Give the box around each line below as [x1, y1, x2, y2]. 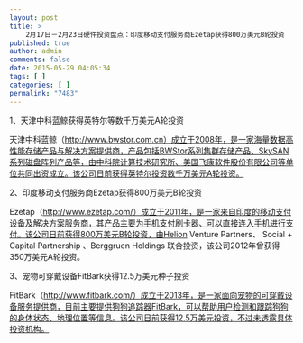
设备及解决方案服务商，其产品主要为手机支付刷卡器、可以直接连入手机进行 [9, 218, 286, 228]
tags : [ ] [9, 72, 47, 81]
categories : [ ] [9, 80, 70, 89]
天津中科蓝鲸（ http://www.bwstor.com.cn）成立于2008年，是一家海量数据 [9, 134, 286, 144]
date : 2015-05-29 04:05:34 [9, 64, 111, 73]
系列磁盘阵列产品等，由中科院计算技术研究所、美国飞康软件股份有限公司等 [9, 156, 286, 167]
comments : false [9, 55, 70, 64]
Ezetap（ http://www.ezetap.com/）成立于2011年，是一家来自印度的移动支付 [9, 206, 291, 217]
